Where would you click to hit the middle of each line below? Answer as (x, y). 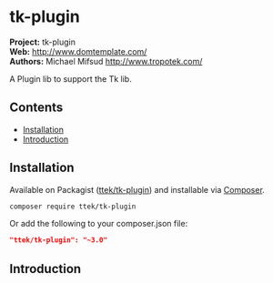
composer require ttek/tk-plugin (73, 207)
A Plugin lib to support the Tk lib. (71, 78)
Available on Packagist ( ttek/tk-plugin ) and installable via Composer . (137, 189)
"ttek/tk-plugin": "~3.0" (58, 240)
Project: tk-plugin (42, 42)
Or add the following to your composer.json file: (99, 224)
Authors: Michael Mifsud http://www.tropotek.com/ (106, 61)
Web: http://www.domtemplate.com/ (78, 51)
